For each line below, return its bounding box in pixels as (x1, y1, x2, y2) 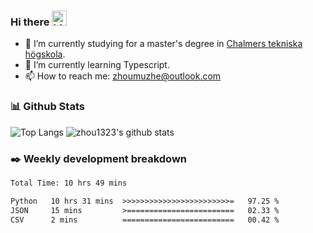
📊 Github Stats (10, 100, 85, 114)
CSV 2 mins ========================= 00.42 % (10, 215, 280, 225)
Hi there (10, 15, 50, 29)
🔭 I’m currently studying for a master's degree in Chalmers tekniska (24, 38, 303, 50)
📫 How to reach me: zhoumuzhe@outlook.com (24, 70, 222, 82)
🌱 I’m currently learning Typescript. (24, 59, 170, 71)
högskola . (24, 48, 66, 60)
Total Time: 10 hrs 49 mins (10, 178, 128, 188)
